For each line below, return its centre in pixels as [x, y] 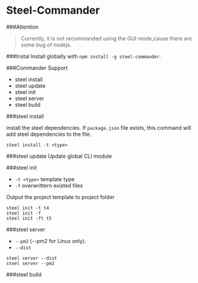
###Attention [22, 27]
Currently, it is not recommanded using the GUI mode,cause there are [106, 38]
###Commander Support [37, 68]
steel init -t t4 [28, 208]
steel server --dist [32, 258]
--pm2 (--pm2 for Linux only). [50, 241]
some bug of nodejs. [46, 45]
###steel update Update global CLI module [59, 156]
